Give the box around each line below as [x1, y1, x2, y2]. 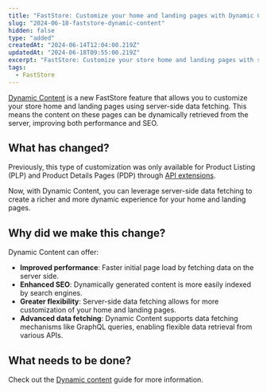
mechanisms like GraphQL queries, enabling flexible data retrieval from [19, 322, 253, 331]
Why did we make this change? [8, 226, 166, 240]
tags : [8, 64, 26, 72]
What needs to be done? [8, 354, 132, 367]
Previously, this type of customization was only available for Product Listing [8, 163, 256, 172]
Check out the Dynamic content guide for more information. [8, 375, 204, 385]
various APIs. [19, 331, 64, 340]
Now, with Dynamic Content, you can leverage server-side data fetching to [8, 186, 253, 196]
